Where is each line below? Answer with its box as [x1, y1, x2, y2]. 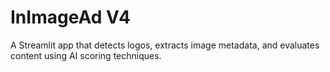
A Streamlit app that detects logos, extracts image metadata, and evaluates [10, 39, 320, 51]
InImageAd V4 [10, 6, 131, 29]
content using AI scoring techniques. [10, 49, 162, 61]
